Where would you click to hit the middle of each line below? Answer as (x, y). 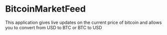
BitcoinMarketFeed (46, 9)
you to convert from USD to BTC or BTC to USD (54, 27)
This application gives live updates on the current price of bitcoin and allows (83, 22)
